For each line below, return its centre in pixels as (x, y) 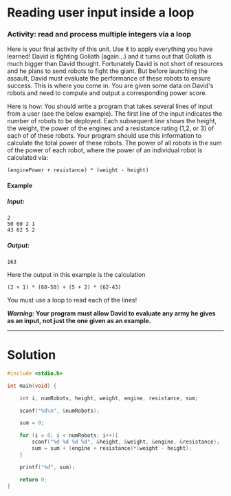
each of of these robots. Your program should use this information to (104, 136)
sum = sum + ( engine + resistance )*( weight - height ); (112, 448)
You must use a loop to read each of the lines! (72, 300)
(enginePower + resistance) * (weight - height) (78, 170)
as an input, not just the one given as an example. (79, 321)
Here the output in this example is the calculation (76, 275)
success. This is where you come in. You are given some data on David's (110, 86)
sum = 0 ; (32, 423)
